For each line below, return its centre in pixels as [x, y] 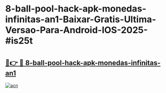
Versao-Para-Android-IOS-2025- [77, 30]
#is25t [19, 41]
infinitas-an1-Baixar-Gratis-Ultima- [81, 19]
